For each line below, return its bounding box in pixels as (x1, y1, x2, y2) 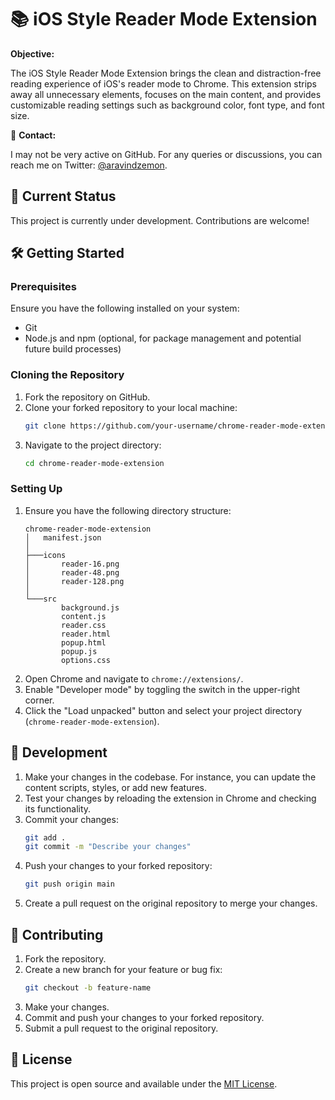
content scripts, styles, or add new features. (24, 781, 208, 793)
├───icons (24, 550, 67, 560)
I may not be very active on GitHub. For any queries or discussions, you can (10, 148, 323, 160)
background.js (61, 602, 120, 613)
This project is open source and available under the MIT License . (10, 1077, 278, 1090)
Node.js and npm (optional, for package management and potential (24, 332, 302, 345)
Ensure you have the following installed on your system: (10, 302, 240, 315)
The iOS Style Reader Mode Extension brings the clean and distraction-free (10, 67, 322, 79)
